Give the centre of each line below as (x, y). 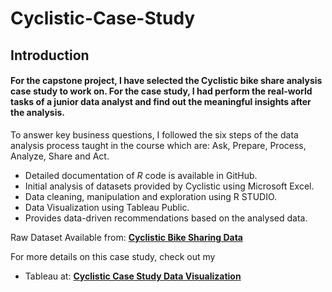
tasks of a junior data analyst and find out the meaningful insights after (161, 102)
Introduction (50, 55)
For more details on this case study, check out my (113, 256)
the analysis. (38, 113)
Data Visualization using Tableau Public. (107, 207)
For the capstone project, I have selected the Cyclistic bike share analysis (166, 81)
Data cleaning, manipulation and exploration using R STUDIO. (151, 196)
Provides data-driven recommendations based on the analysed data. (166, 218)
